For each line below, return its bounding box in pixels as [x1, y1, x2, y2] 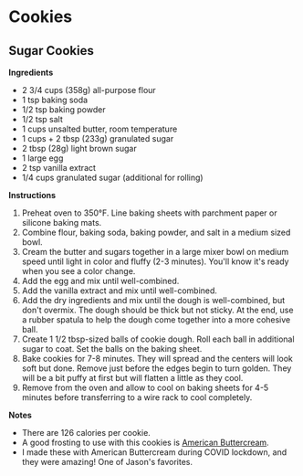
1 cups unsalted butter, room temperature [21, 123, 178, 134]
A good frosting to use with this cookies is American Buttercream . [21, 437, 270, 448]
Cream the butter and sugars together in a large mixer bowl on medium [21, 247, 289, 257]
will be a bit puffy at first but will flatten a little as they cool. [21, 373, 244, 383]
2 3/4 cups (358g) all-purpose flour [21, 85, 156, 95]
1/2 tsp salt [21, 114, 63, 124]
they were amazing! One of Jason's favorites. [21, 457, 193, 467]
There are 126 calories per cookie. [21, 428, 151, 438]
